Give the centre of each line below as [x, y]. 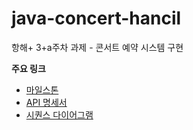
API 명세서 [46, 102]
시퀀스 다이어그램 [59, 114]
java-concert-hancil [96, 18]
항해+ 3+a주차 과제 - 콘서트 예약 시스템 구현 [97, 47]
